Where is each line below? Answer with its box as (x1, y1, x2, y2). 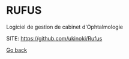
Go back (6, 46, 28, 54)
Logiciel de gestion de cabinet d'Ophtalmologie (6, 23, 123, 30)
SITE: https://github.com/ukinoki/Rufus (6, 35, 103, 42)
